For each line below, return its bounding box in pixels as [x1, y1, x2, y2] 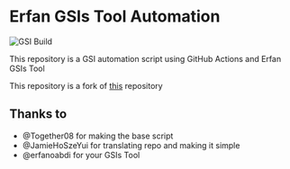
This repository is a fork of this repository [9, 80, 164, 91]
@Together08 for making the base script [22, 130, 174, 141]
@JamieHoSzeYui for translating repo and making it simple [22, 139, 240, 150]
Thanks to [9, 106, 68, 122]
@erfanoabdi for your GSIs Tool [22, 149, 140, 160]
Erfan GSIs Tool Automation [9, 6, 221, 27]
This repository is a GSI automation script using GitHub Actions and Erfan [9, 53, 282, 64]
